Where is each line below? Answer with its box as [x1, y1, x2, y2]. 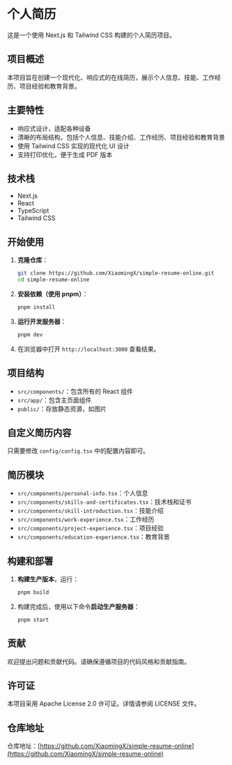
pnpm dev [17, 331, 43, 338]
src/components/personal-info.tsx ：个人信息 [17, 489, 148, 497]
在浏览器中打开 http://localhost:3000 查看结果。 [17, 344, 160, 353]
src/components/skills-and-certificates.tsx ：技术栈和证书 [17, 497, 192, 507]
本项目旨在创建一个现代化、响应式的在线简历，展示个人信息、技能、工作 [7, 73, 215, 81]
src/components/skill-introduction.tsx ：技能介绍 [17, 507, 164, 515]
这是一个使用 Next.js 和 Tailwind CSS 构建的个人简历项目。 [7, 31, 176, 39]
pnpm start [17, 616, 49, 623]
